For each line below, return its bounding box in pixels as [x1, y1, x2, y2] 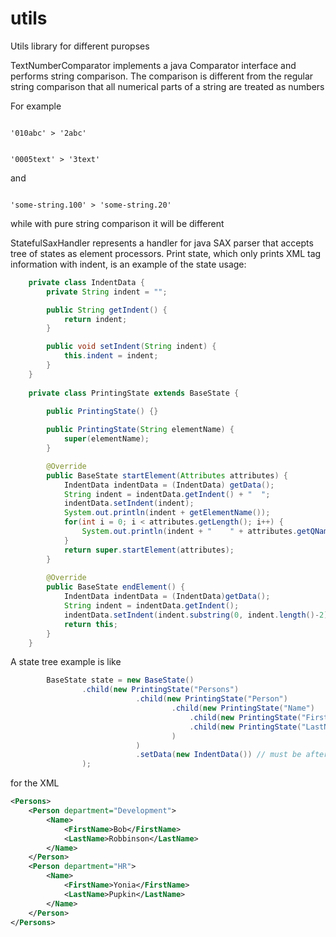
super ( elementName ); [63, 434, 150, 444]
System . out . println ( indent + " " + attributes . [81, 527, 298, 537]
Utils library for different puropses [10, 40, 150, 52]
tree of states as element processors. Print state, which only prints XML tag [10, 247, 322, 259]
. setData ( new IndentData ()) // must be [135, 750, 302, 760]
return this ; [63, 619, 118, 629]
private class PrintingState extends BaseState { [28, 388, 240, 398]
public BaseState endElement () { [46, 582, 186, 592]
